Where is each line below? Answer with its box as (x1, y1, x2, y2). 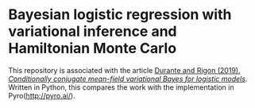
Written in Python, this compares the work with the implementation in (8, 82, 234, 92)
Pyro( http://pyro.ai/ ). (8, 91, 75, 100)
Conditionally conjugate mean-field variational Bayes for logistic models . (8, 74, 248, 83)
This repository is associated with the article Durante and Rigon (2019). (8, 65, 241, 75)
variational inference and (8, 22, 177, 40)
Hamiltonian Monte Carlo (8, 40, 177, 57)
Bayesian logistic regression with (8, 6, 232, 24)
